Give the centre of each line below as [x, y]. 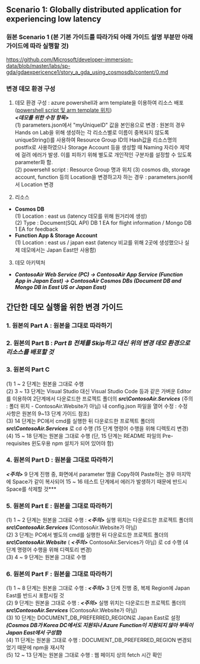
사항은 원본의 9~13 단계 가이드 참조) [48, 414]
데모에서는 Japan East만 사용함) [59, 250]
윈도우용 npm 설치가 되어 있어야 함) [73, 443]
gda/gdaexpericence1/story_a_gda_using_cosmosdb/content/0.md [87, 72]
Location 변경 [37, 184]
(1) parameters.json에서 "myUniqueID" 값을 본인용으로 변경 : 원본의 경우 [100, 125]
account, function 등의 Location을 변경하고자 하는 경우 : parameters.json [101, 177]
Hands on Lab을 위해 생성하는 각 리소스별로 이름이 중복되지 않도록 [92, 132]
